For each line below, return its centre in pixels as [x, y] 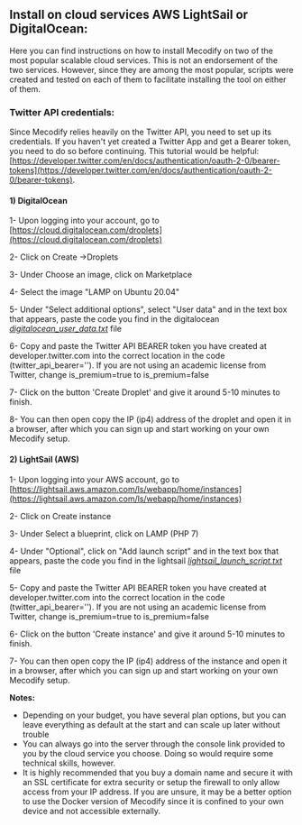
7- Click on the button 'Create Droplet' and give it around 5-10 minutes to [145, 392]
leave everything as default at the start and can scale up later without [151, 724]
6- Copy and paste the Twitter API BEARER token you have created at [138, 346]
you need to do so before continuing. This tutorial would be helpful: [134, 151]
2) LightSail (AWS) [44, 459]
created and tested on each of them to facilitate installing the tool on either [148, 79]
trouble [36, 734]
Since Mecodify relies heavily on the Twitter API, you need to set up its [141, 132]
